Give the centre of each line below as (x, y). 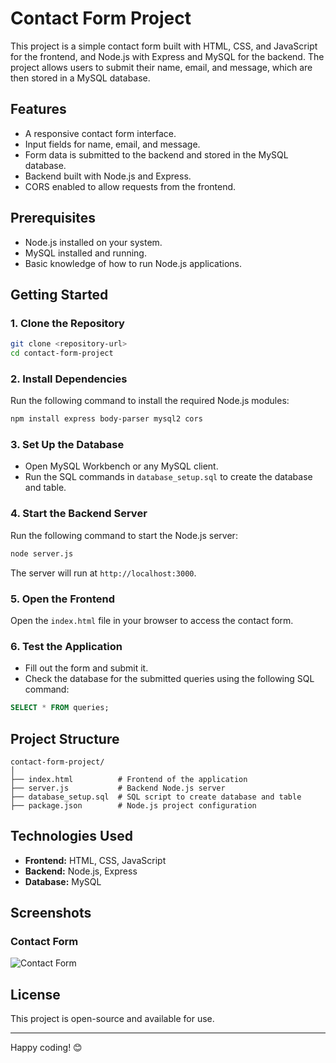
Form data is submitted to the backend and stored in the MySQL (156, 154)
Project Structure (65, 738)
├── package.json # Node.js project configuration (133, 805)
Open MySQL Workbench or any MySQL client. (121, 466)
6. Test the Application (66, 646)
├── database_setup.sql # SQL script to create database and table (156, 797)
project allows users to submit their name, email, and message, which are (161, 67)
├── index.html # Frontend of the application (129, 779)
